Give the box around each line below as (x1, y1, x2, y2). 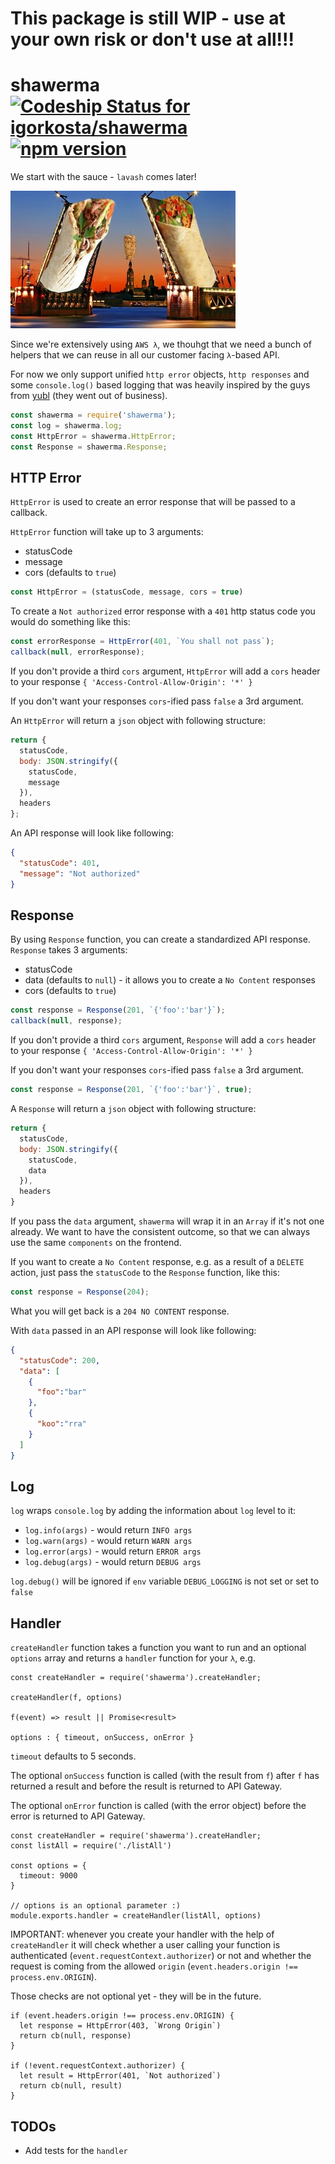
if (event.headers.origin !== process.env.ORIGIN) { (10, 2011, 235, 2021)
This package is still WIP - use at (10, 7, 286, 30)
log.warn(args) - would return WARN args (24, 1535, 193, 1547)
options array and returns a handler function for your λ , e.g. (10, 1652, 256, 1664)
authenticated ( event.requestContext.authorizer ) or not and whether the (10, 1950, 312, 1962)
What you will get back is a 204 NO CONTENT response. (10, 1305, 230, 1317)
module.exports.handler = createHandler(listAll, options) (10, 1911, 262, 1921)
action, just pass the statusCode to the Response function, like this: (10, 1267, 281, 1278)
